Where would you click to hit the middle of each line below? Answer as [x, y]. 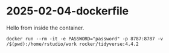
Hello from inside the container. [45, 28]
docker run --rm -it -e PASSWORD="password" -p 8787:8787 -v [85, 39]
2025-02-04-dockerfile [67, 11]
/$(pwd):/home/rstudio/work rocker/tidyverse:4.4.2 [72, 44]
